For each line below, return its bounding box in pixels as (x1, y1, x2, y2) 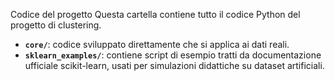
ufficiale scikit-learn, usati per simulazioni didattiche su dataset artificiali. (24, 60, 325, 71)
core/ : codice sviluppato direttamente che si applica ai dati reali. (24, 39, 290, 50)
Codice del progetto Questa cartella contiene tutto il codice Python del (10, 9, 301, 20)
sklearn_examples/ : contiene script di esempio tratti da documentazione (24, 49, 322, 61)
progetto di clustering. (10, 19, 102, 31)
